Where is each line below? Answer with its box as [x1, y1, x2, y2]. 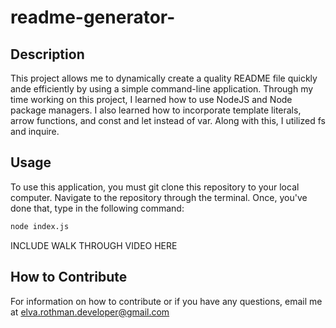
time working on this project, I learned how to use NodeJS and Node [10, 94, 293, 105]
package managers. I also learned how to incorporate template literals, [10, 104, 302, 116]
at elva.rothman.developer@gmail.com [10, 306, 170, 318]
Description [10, 46, 85, 63]
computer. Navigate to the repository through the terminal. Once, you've [10, 191, 308, 203]
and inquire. [10, 126, 60, 137]
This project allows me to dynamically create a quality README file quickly [10, 72, 318, 84]
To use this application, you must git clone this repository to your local [10, 181, 300, 193]
